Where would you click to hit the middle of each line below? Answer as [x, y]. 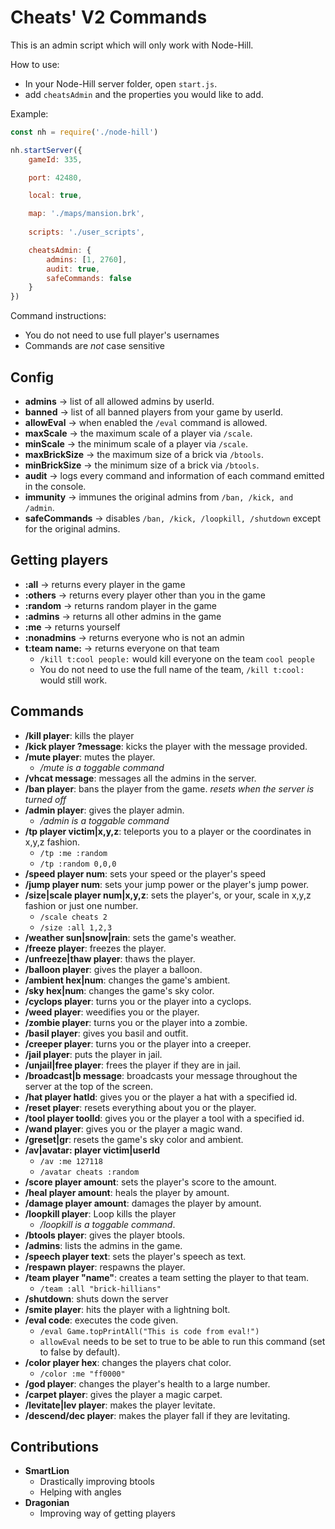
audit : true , [73, 269]
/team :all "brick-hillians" [100, 1289]
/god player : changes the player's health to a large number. [147, 1383]
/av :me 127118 [71, 1161]
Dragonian [47, 1503]
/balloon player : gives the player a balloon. [113, 969]
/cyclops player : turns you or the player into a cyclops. [138, 1001]
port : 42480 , [55, 177]
